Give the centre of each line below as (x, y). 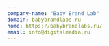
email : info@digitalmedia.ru (49, 32)
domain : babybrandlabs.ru (44, 20)
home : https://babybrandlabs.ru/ (55, 26)
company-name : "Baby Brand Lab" (53, 13)
